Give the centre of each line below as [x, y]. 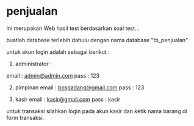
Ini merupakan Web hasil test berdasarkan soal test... [73, 28]
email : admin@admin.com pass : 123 [53, 75]
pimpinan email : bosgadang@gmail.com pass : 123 [80, 87]
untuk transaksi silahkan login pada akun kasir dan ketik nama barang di [97, 111]
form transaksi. [25, 117]
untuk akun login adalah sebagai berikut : [58, 52]
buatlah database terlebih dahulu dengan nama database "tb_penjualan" [97, 40]
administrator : [33, 64]
